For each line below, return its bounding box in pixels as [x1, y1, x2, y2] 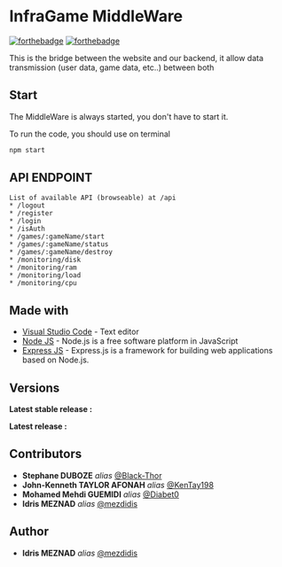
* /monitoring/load [9, 271, 82, 280]
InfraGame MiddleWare [9, 6, 184, 27]
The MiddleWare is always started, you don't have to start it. [9, 111, 229, 121]
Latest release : [9, 421, 67, 431]
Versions [9, 380, 60, 395]
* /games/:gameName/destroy [9, 248, 114, 257]
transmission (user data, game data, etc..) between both [9, 62, 215, 73]
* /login [9, 217, 42, 226]
